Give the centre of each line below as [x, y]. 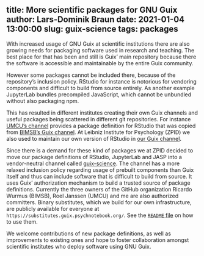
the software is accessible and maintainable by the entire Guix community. [100, 63]
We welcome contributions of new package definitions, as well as [89, 233]
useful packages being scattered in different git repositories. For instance [99, 119]
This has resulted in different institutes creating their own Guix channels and [102, 113]
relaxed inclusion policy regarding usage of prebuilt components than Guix [100, 169]
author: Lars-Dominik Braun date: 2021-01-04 [96, 20]
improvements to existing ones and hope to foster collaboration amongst [98, 240]
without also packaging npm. [43, 101]
